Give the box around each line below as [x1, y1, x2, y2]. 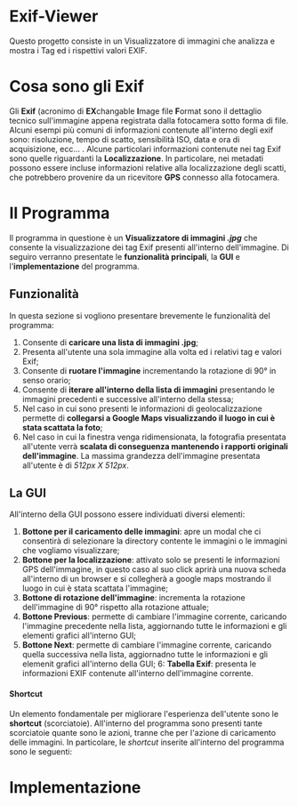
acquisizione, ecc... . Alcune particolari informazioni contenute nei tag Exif [9, 143, 282, 154]
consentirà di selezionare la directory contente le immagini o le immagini [21, 536, 287, 546]
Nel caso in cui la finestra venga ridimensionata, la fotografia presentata [21, 431, 286, 442]
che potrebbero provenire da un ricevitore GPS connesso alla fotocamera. [9, 172, 280, 182]
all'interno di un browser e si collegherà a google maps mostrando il [21, 574, 271, 584]
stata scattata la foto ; [21, 422, 103, 432]
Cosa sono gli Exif [9, 77, 145, 97]
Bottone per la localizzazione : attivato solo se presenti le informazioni [21, 554, 280, 566]
